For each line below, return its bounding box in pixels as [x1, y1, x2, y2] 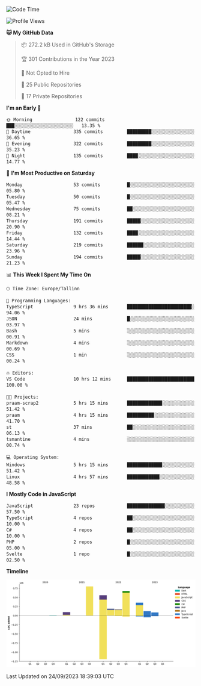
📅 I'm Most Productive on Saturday [6, 169, 95, 176]
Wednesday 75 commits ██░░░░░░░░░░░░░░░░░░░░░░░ [6, 206, 195, 212]
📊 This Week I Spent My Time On [6, 271, 91, 278]
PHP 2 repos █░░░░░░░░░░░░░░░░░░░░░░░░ [6, 539, 195, 545]
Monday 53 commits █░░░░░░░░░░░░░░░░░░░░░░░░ [6, 182, 195, 188]
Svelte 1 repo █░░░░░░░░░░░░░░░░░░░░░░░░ [6, 551, 195, 557]
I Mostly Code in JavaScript [6, 491, 77, 497]
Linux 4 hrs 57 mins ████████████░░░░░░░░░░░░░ [6, 474, 195, 480]
